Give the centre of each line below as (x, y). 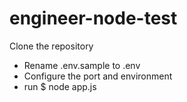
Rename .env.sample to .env (82, 65)
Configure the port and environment (98, 76)
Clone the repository (51, 46)
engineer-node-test (93, 18)
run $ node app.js (60, 86)
